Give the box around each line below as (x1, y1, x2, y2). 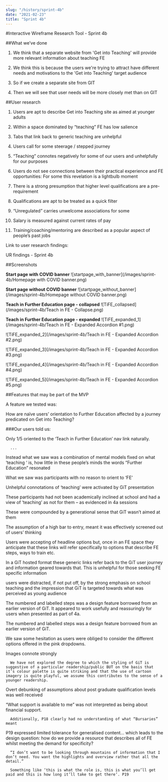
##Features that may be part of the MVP (5, 392, 89, 398)
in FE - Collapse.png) (59, 307, 104, 313)
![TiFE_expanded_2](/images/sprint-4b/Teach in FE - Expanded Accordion (5, 332, 159, 338)
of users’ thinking (5, 530, 42, 536)
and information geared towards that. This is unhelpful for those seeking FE (5, 565, 161, 571)
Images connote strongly (5, 651, 57, 657)
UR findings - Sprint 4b (5, 252, 53, 258)
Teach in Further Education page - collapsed (5, 302, 100, 308)
